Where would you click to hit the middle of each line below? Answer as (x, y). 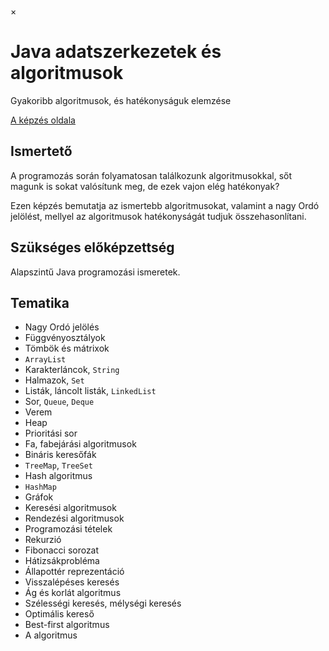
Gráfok (39, 497)
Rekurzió (43, 540)
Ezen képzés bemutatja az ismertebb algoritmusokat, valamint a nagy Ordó (165, 205)
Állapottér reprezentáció (74, 572)
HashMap (40, 487)
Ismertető (41, 151)
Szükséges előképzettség (92, 247)
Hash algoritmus (58, 476)
